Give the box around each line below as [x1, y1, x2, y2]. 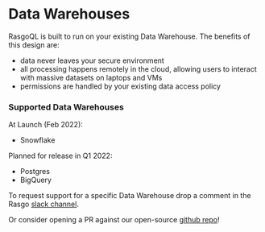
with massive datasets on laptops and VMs [19, 72, 163, 82]
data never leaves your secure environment [19, 56, 165, 65]
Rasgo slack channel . [8, 199, 79, 209]
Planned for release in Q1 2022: [8, 151, 113, 161]
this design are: [8, 39, 60, 49]
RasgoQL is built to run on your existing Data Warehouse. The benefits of [8, 31, 251, 41]
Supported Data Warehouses [8, 101, 125, 113]
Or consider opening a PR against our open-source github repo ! [8, 215, 220, 225]
